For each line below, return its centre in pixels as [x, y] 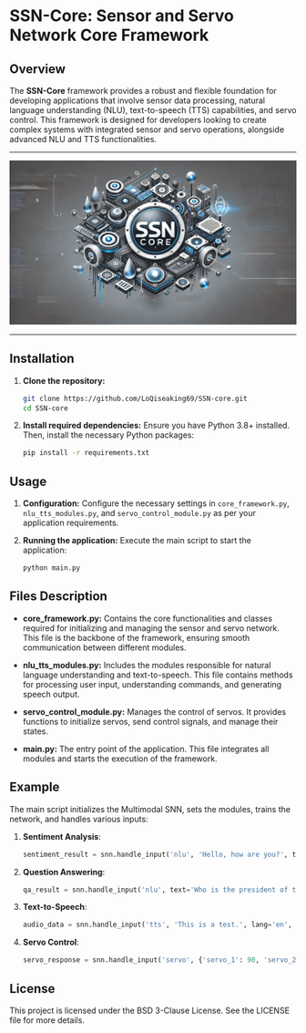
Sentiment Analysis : [62, 836]
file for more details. [47, 1020]
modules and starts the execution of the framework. [120, 759]
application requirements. [71, 523]
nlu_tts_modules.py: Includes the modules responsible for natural [147, 665]
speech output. [51, 694]
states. [35, 731]
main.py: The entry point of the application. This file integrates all [146, 749]
